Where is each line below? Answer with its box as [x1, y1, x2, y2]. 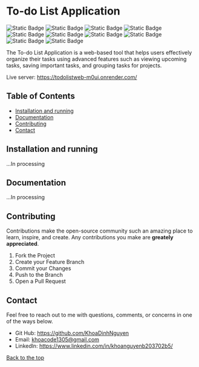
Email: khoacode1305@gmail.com [15, 336, 100, 343]
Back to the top [6, 354, 44, 361]
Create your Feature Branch [15, 259, 85, 266]
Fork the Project [15, 252, 56, 259]
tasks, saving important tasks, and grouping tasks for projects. [6, 62, 162, 69]
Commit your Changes [15, 265, 71, 272]
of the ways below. [6, 318, 53, 325]
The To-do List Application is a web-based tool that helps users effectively [6, 48, 192, 56]
